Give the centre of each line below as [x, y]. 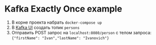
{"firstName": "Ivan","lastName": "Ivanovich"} [60, 38]
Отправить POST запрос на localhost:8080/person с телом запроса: [81, 32]
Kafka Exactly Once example [64, 9]
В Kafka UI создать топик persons [46, 27]
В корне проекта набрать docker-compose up [57, 22]
